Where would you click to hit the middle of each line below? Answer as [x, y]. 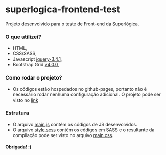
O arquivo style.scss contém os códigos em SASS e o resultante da [84, 130]
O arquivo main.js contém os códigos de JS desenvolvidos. [75, 124]
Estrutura [17, 113]
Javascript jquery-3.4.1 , [37, 59]
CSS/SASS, [25, 54]
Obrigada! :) [18, 147]
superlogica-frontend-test [63, 9]
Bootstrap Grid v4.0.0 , [36, 65]
